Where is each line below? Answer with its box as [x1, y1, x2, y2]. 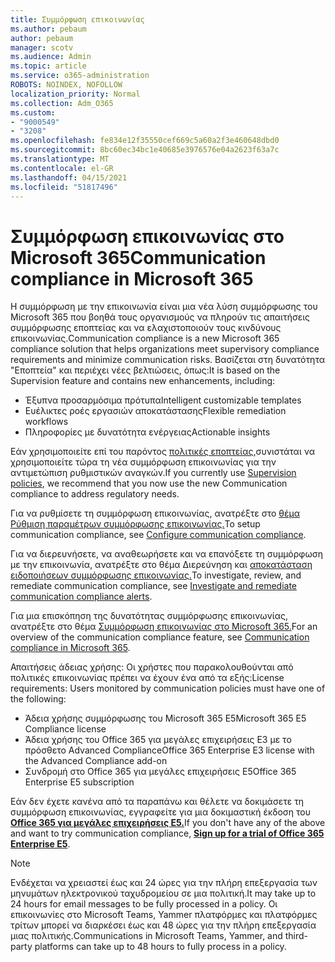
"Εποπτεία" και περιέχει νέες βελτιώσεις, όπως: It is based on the [10, 364, 281, 376]
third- [284, 930, 309, 942]
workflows [24, 416, 69, 428]
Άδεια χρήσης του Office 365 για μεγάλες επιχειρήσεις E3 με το [24, 734, 292, 746]
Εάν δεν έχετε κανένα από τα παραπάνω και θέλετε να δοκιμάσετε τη [10, 796, 305, 808]
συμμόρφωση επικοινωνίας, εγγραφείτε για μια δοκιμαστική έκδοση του [10, 806, 311, 818]
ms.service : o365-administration [10, 71, 150, 81]
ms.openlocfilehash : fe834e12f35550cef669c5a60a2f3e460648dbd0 [10, 136, 280, 146]
